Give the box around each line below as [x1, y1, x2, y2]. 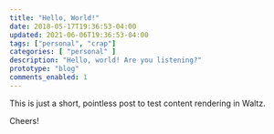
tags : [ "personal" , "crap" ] [9, 38, 117, 48]
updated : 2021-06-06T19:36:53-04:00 [9, 30, 149, 39]
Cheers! [9, 115, 39, 126]
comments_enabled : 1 [9, 73, 89, 82]
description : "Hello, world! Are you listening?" [9, 56, 203, 65]
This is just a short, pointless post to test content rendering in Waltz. [9, 98, 267, 108]
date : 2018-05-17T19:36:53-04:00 [9, 22, 137, 31]
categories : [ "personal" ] [9, 47, 117, 57]
